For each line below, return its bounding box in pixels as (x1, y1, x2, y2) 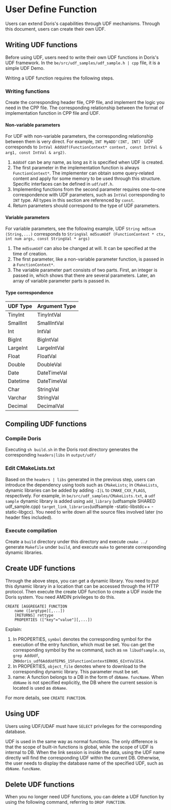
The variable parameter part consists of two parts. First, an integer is (12, 267, 158, 273)
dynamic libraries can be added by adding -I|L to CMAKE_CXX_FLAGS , (5, 487, 146, 493)
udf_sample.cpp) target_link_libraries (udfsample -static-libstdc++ (5, 503, 151, 510)
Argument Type (37, 302, 77, 310)
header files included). (5, 514, 53, 520)
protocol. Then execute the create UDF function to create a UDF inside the (5, 588, 162, 595)
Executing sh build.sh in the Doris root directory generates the (5, 446, 138, 452)
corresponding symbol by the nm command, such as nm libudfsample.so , (12, 647, 165, 653)
